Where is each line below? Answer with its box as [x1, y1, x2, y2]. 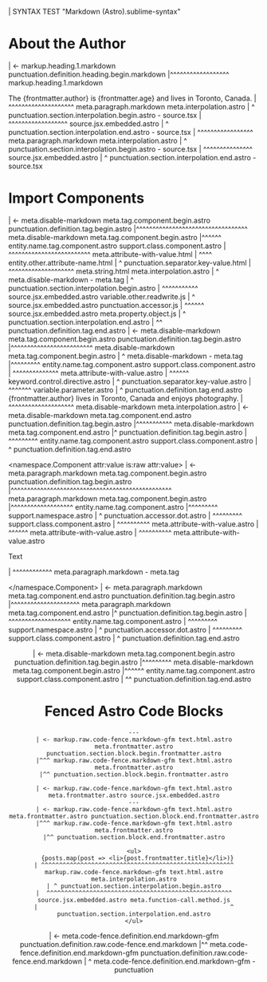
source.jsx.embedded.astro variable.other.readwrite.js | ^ [8, 291, 195, 302]
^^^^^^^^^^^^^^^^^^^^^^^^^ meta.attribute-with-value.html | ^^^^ [8, 249, 213, 258]
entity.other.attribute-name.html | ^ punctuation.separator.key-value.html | [8, 258, 251, 267]
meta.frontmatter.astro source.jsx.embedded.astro [48, 791, 220, 799]
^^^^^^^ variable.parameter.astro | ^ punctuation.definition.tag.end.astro [8, 385, 243, 394]
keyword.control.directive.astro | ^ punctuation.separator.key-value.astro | [8, 377, 252, 386]
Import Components [8, 189, 145, 207]
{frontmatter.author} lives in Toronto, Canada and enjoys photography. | [8, 393, 243, 403]
